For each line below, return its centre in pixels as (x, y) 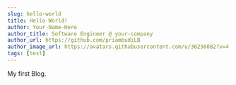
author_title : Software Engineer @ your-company (80, 34)
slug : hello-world (34, 14)
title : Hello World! (38, 21)
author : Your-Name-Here (42, 27)
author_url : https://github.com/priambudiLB (74, 40)
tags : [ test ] (26, 54)
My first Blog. (27, 73)
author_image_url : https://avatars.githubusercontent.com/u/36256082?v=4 (118, 47)
